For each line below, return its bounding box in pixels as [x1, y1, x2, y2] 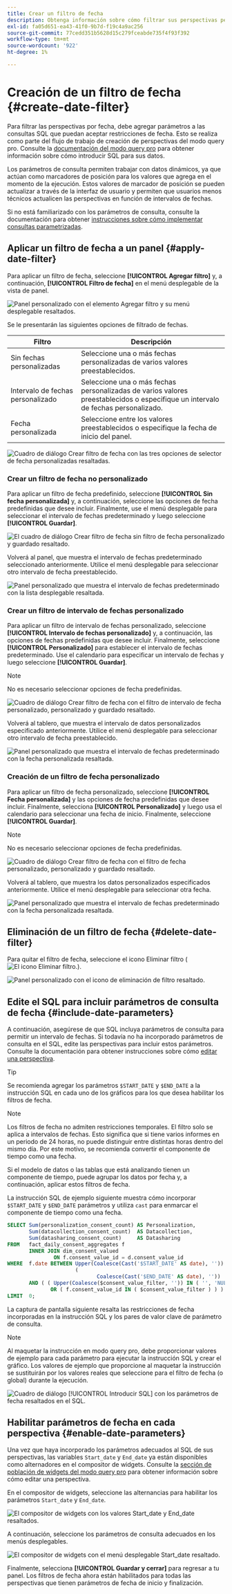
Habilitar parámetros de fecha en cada [7, 1417, 176, 1429]
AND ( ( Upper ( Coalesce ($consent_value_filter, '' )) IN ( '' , [28, 1280, 212, 1287]
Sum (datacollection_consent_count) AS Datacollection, [28, 1228, 193, 1235]
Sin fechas [10, 353, 45, 362]
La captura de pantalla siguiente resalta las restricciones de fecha [7, 1305, 195, 1313]
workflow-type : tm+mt [7, 36, 70, 43]
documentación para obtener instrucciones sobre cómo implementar [7, 215, 203, 223]
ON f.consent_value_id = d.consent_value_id [53, 1254, 184, 1261]
